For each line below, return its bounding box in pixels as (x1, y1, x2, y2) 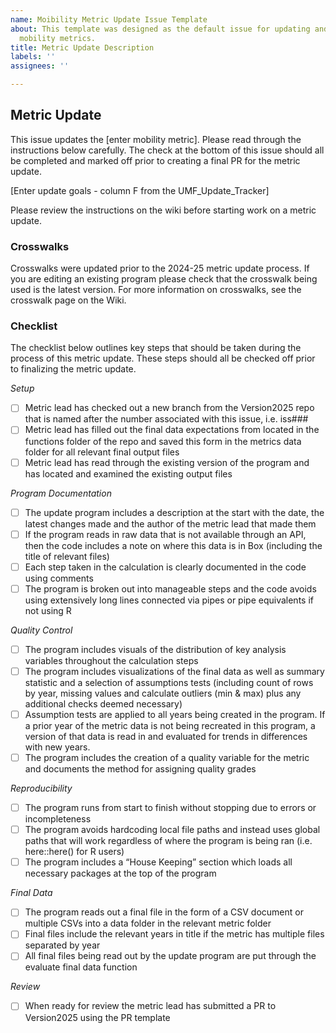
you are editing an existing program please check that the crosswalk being (10, 273, 318, 285)
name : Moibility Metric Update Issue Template (10, 14, 208, 25)
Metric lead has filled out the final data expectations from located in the (24, 424, 320, 436)
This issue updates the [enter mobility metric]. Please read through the (10, 133, 302, 145)
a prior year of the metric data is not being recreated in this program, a (24, 720, 316, 732)
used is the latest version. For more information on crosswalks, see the (10, 284, 302, 296)
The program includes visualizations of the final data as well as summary (24, 665, 325, 677)
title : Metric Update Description (10, 42, 155, 53)
